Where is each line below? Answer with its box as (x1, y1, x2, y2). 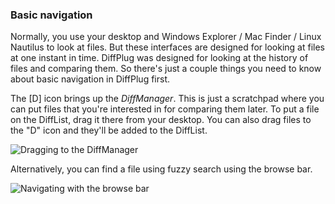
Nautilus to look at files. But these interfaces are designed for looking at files (10, 41, 325, 53)
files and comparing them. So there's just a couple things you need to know (10, 63, 322, 75)
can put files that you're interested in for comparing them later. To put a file (10, 103, 320, 115)
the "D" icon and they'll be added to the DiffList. (10, 124, 208, 137)
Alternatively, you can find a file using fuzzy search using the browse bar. (10, 163, 313, 175)
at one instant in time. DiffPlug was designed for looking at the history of (10, 52, 309, 64)
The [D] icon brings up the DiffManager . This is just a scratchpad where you (10, 93, 325, 105)
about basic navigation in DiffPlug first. (10, 73, 171, 85)
